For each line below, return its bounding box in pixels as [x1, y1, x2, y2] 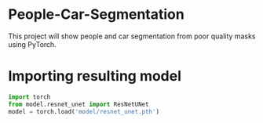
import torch [8, 92, 51, 101]
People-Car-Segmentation [8, 5, 184, 24]
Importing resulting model [8, 67, 182, 85]
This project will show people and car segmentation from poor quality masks [8, 31, 256, 41]
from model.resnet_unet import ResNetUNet [8, 100, 149, 108]
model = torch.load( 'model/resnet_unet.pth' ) [8, 107, 159, 115]
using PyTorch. [8, 39, 57, 49]
